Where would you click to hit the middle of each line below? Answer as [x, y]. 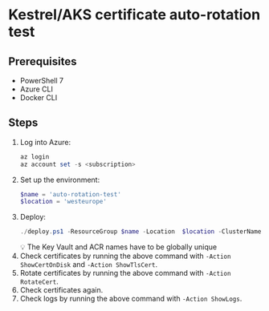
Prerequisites [43, 61]
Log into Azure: [45, 142]
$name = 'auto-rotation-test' [71, 194]
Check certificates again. [61, 290]
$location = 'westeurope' [63, 202]
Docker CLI [39, 97]
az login [35, 157]
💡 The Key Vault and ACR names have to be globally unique [118, 247]
